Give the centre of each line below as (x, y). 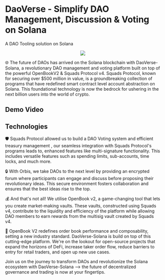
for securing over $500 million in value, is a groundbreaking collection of (79, 78)
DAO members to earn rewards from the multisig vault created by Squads (80, 216)
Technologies (27, 126)
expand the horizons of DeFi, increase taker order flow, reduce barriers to (80, 247)
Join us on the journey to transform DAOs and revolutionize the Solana (77, 262)
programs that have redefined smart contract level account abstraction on (80, 84)
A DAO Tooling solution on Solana (39, 43)
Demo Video (24, 110)
